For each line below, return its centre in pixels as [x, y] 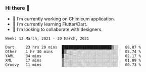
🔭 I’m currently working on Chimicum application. [64, 19]
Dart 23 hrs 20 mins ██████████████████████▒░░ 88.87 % [73, 47]
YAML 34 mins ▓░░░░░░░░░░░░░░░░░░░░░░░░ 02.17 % [73, 56]
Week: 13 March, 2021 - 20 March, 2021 [47, 39]
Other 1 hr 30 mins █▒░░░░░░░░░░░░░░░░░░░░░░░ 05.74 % [73, 52]
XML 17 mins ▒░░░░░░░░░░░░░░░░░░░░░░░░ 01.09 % [73, 60]
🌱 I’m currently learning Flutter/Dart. [50, 24]
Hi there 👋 [18, 8]
